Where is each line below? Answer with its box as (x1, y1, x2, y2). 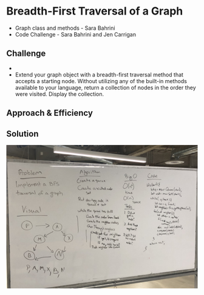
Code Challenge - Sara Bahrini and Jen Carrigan (15, 30, 137, 38)
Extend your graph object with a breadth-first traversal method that (15, 71, 184, 78)
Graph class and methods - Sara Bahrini (15, 24, 115, 32)
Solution (6, 129, 39, 139)
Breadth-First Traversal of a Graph (6, 4, 183, 18)
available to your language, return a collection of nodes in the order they (15, 84, 196, 91)
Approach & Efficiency (6, 108, 93, 118)
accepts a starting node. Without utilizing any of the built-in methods (15, 77, 187, 84)
